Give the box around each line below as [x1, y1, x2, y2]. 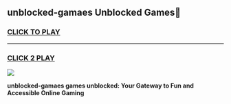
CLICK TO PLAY [7, 27, 60, 37]
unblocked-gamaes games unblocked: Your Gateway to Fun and [7, 81, 195, 90]
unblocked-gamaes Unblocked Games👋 [7, 7, 181, 18]
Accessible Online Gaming [7, 88, 85, 96]
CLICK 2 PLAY [7, 53, 55, 62]
